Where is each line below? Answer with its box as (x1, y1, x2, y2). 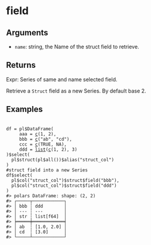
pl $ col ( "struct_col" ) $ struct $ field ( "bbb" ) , (11, 177, 119, 183)
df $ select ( (6, 172, 33, 178)
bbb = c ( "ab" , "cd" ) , (19, 136, 72, 142)
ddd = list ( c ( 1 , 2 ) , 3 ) (19, 146, 78, 153)
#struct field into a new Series (6, 167, 88, 173)
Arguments (6, 28, 49, 38)
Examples (6, 104, 43, 114)
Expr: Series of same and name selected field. (6, 75, 118, 83)
